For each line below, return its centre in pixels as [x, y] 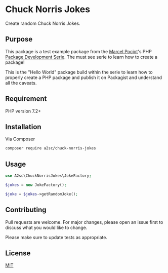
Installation [23, 127]
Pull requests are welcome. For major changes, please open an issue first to [84, 222]
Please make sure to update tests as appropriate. [56, 237]
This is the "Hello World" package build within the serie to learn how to [79, 72]
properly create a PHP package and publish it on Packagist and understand [84, 77]
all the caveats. [21, 83]
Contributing [26, 210]
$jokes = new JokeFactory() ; [36, 185]
